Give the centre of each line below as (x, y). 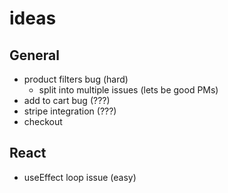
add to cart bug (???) (67, 100)
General (35, 55)
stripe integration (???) (70, 111)
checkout (43, 121)
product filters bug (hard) (76, 79)
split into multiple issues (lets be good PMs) (128, 90)
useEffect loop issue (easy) (80, 177)
